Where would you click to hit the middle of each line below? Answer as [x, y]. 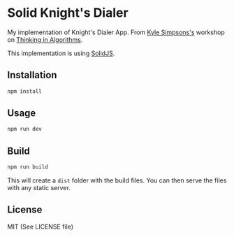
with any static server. [39, 188]
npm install [24, 91]
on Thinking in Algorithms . [45, 39]
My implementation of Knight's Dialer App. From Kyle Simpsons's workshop [116, 32]
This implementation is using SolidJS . [61, 53]
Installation [32, 75]
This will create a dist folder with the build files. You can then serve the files [117, 180]
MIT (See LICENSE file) [41, 227]
